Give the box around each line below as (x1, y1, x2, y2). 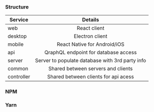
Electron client (74, 33, 108, 40)
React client (76, 25, 105, 32)
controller (7, 73, 30, 80)
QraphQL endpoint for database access (44, 49, 137, 56)
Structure (5, 3, 29, 10)
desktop (7, 33, 27, 40)
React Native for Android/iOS (56, 41, 125, 48)
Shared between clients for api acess (47, 73, 134, 80)
